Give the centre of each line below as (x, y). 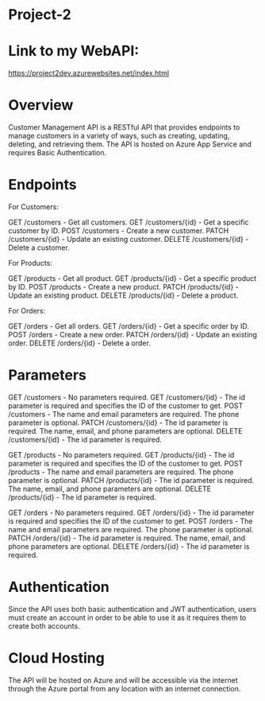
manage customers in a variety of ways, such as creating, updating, (119, 136)
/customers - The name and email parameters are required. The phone (124, 414)
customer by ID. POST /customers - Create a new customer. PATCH (119, 231)
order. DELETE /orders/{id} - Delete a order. (79, 343)
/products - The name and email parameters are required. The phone (121, 472)
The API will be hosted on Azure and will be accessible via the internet (123, 680)
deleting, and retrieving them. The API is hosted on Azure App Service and (130, 144)
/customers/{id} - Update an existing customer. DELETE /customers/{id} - (129, 239)
